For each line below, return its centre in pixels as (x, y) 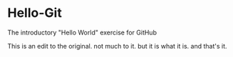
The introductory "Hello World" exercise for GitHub (82, 32)
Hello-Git (35, 13)
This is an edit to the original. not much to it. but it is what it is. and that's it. (117, 46)
